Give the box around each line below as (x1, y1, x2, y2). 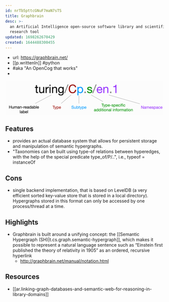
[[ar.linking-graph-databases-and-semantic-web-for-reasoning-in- (12, 286, 152, 292)
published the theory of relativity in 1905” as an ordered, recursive (12, 247, 150, 254)
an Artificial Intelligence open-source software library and (10, 24, 143, 29)
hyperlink (12, 253, 32, 259)
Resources (5, 272, 40, 281)
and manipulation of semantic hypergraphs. (12, 143, 103, 149)
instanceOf (12, 159, 36, 166)
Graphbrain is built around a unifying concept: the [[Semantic (12, 232, 140, 238)
